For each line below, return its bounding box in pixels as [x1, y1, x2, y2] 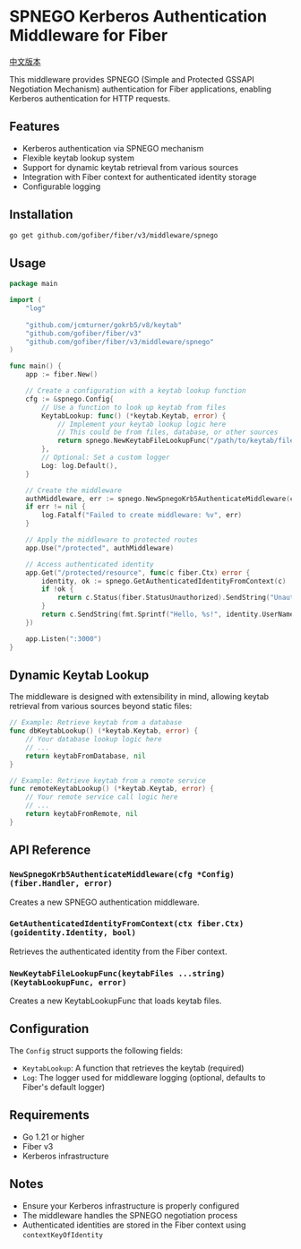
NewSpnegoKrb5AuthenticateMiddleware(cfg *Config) [9, 870, 235, 880]
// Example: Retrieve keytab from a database [9, 718, 182, 727]
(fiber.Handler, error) [9, 879, 114, 889]
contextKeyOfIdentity [21, 1230, 103, 1239]
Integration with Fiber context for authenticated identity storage [21, 171, 257, 182]
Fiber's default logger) [21, 1081, 106, 1092]
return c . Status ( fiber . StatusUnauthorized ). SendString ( [56, 594, 271, 603]
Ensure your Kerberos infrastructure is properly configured [21, 1200, 240, 1211]
